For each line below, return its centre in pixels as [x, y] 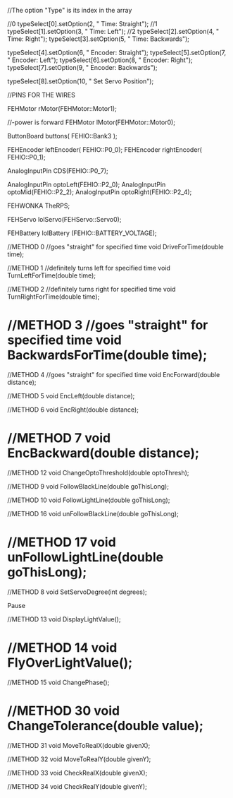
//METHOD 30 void [64, 711]
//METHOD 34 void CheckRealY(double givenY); [77, 786]
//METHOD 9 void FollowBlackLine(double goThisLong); [88, 486]
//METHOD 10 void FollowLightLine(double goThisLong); [89, 500]
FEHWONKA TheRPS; [39, 206]
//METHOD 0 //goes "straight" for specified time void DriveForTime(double [115, 247]
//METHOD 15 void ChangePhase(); [58, 682]
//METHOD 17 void [62, 542]
